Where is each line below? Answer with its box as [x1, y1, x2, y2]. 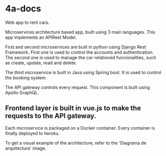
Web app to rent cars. [5, 19, 50, 25]
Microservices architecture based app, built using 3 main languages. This [5, 29, 156, 35]
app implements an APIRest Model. [5, 34, 77, 40]
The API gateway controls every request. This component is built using [5, 84, 150, 90]
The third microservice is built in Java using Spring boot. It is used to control [5, 69, 162, 75]
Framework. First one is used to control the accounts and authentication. [5, 49, 154, 55]
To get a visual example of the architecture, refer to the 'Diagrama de [5, 140, 147, 146]
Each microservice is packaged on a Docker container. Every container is [5, 125, 155, 131]
